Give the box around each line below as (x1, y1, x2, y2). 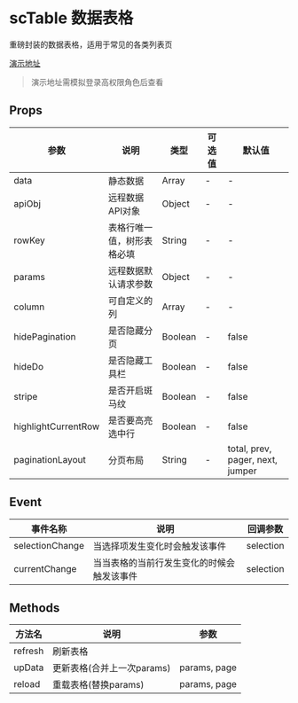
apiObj (13, 197, 42, 209)
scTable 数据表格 (9, 8, 134, 28)
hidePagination (13, 330, 76, 342)
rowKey (13, 234, 46, 246)
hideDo (13, 360, 44, 372)
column (13, 301, 45, 313)
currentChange (13, 562, 77, 574)
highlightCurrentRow (13, 420, 100, 433)
